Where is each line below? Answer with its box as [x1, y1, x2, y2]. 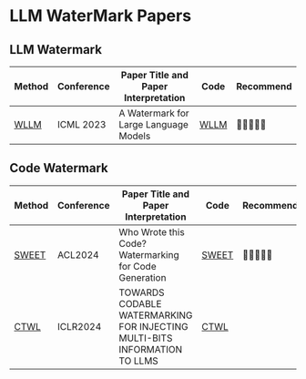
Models [117, 129, 151, 142]
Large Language [117, 118, 189, 130]
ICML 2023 [57, 118, 107, 130]
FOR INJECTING [117, 320, 189, 333]
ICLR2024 [57, 320, 102, 333]
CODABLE [117, 297, 162, 310]
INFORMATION [117, 343, 183, 355]
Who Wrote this [117, 225, 185, 238]
